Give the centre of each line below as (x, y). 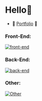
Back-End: (18, 60)
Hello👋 (19, 10)
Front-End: (18, 36)
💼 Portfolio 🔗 (25, 24)
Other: (13, 83)
